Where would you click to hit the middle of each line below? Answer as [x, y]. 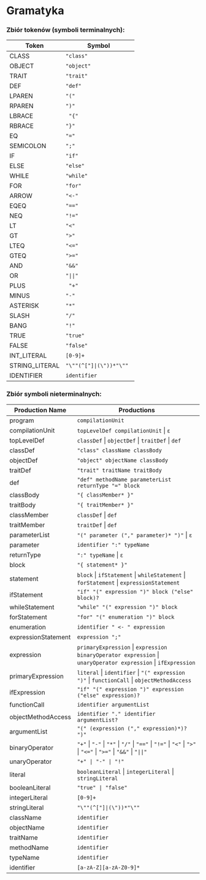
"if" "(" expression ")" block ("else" [135, 591]
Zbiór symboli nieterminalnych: [54, 394]
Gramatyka [35, 11]
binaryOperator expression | [118, 654]
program [22, 420]
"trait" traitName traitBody [120, 470]
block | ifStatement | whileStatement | [131, 575]
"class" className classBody [120, 450]
